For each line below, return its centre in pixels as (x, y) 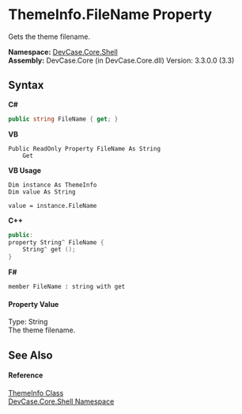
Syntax (26, 85)
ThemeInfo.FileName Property (110, 15)
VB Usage (25, 170)
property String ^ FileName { (56, 242)
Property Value (34, 304)
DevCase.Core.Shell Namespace (61, 401)
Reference (26, 375)
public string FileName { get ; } (63, 119)
